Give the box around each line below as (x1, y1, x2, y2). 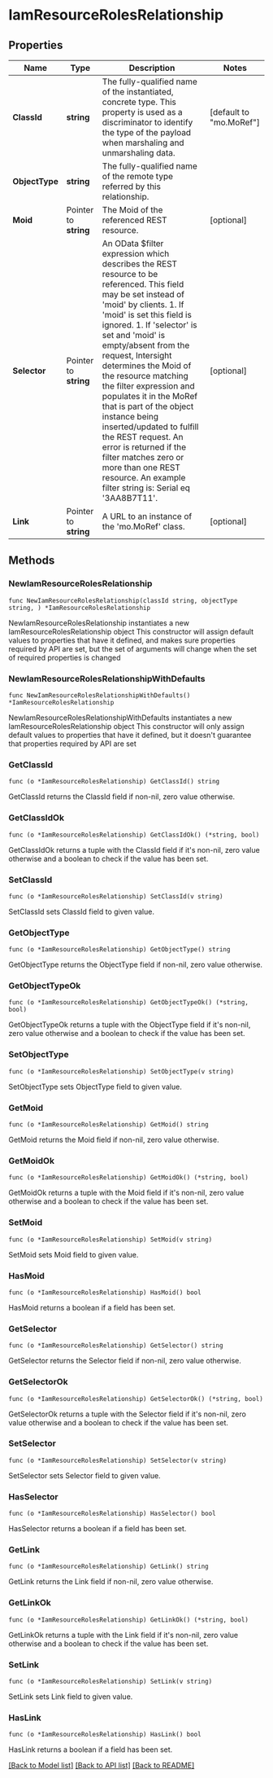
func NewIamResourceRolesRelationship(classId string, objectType (8, 596, 238, 604)
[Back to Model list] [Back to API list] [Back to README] (8, 1761, 195, 1771)
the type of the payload (102, 127, 192, 138)
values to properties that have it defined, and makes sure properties (8, 635, 236, 645)
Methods (8, 554, 55, 568)
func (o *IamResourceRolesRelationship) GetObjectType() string (8, 946, 231, 954)
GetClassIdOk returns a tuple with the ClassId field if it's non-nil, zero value (8, 845, 260, 854)
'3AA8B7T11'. (102, 493, 158, 503)
